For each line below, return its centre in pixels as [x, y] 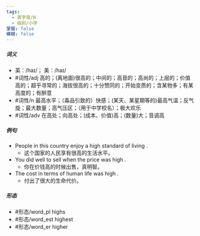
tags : [13, 12]
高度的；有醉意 [33, 93]
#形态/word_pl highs [40, 212]
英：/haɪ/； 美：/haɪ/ [40, 70]
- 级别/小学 [25, 23]
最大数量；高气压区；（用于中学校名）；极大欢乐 [83, 108]
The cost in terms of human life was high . [67, 174]
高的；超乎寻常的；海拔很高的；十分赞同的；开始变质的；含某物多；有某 [104, 85]
